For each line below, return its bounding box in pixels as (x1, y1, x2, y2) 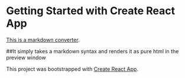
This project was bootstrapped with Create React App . (6, 65, 139, 72)
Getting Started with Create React (6, 4, 176, 18)
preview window (6, 54, 46, 61)
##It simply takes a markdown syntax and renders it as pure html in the (6, 47, 179, 54)
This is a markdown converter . (6, 36, 80, 43)
